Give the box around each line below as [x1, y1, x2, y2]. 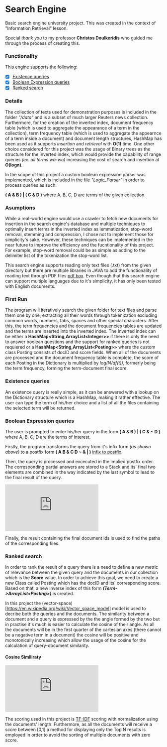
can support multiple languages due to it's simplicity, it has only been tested [5, 278, 161, 284]
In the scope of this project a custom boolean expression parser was [5, 171, 146, 177]
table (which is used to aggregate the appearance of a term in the [5, 124, 140, 130]
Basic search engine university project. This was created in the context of [5, 20, 156, 26]
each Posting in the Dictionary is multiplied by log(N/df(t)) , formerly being [5, 360, 156, 366]
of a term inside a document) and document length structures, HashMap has [5, 135, 162, 141]
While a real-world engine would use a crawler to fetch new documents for [5, 216, 159, 222]
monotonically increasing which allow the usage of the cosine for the [5, 637, 147, 643]
